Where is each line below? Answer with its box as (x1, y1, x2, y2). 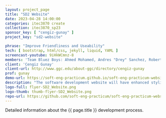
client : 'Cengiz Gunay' (5, 62, 54, 67)
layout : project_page (5, 7, 50, 12)
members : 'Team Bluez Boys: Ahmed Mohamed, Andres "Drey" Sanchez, (5, 57, 147, 62)
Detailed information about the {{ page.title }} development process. (5, 107, 144, 113)
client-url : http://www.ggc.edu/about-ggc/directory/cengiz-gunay (5, 66, 145, 71)
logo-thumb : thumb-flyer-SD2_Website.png (5, 89, 92, 94)
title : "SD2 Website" (5, 12, 50, 17)
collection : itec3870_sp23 (5, 26, 61, 30)
